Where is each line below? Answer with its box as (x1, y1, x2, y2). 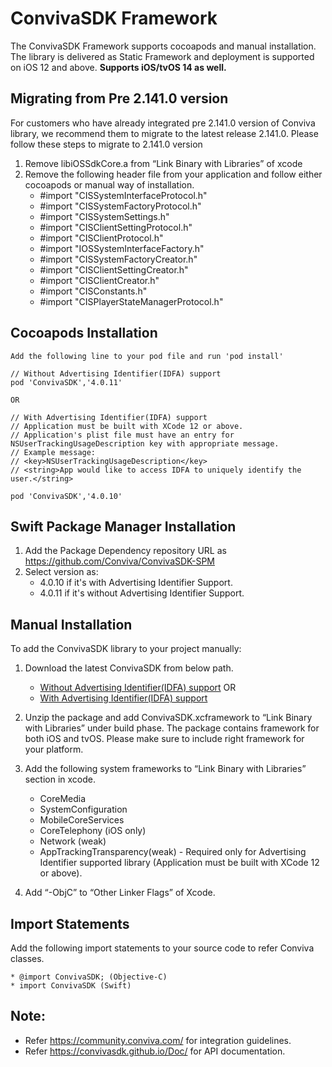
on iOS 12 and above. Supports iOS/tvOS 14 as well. (10, 61, 227, 73)
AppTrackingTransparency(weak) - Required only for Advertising (39, 846, 307, 858)
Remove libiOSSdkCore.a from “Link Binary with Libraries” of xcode (24, 157, 303, 169)
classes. (10, 953, 45, 964)
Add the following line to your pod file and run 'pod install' (10, 351, 284, 361)
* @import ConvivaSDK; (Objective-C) (10, 972, 168, 982)
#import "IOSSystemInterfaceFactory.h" (39, 242, 205, 254)
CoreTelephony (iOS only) (39, 825, 147, 837)
